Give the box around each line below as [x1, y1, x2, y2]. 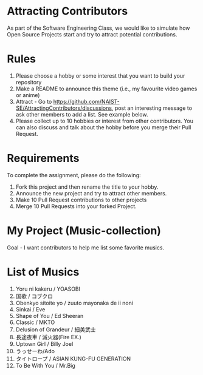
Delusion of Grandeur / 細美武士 [15, 326, 96, 333]
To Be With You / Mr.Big [15, 362, 75, 369]
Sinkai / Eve [15, 305, 46, 313]
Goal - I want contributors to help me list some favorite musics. [7, 244, 165, 251]
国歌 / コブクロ [15, 292, 53, 300]
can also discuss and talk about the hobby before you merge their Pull [15, 123, 191, 131]
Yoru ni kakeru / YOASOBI [15, 285, 81, 292]
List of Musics [7, 265, 80, 279]
